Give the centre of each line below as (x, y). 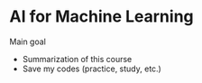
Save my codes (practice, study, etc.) (92, 69)
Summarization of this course (77, 59)
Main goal (28, 41)
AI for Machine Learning (101, 17)
